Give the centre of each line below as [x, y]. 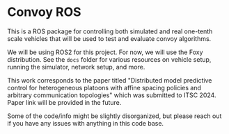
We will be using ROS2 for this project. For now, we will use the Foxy [105, 52]
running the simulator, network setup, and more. [76, 67]
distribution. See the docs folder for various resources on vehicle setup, [109, 59]
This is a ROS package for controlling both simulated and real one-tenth [110, 31]
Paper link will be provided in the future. [64, 102]
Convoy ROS [44, 12]
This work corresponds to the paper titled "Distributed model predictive [110, 80]
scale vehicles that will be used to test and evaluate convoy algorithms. [109, 38]
